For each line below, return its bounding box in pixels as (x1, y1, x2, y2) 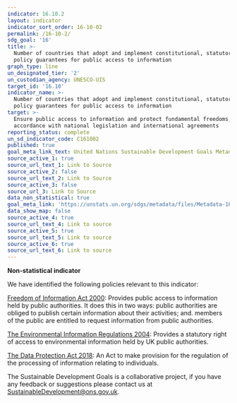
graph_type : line (7, 63, 59, 70)
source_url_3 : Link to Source (7, 188, 97, 195)
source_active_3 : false (7, 181, 78, 188)
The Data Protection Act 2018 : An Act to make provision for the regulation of (7, 351, 229, 360)
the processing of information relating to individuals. (7, 358, 159, 368)
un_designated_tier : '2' (7, 69, 80, 76)
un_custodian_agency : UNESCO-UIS (7, 76, 106, 83)
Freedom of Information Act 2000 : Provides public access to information (7, 294, 218, 303)
